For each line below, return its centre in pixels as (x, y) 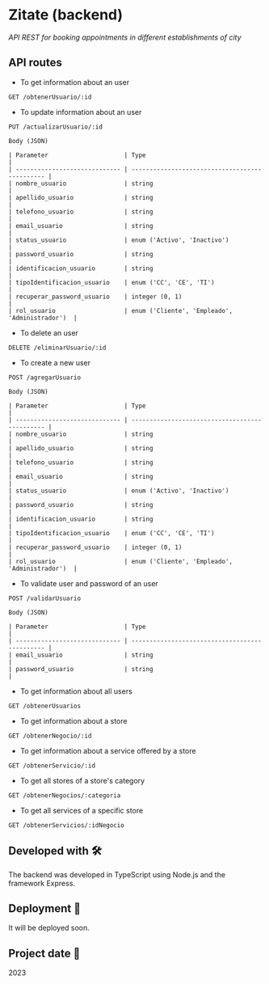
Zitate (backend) (66, 15)
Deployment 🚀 (44, 908)
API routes (35, 63)
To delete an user (49, 332)
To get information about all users (76, 691)
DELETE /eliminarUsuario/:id (57, 348)
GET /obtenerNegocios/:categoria (65, 795)
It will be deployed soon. (49, 928)
